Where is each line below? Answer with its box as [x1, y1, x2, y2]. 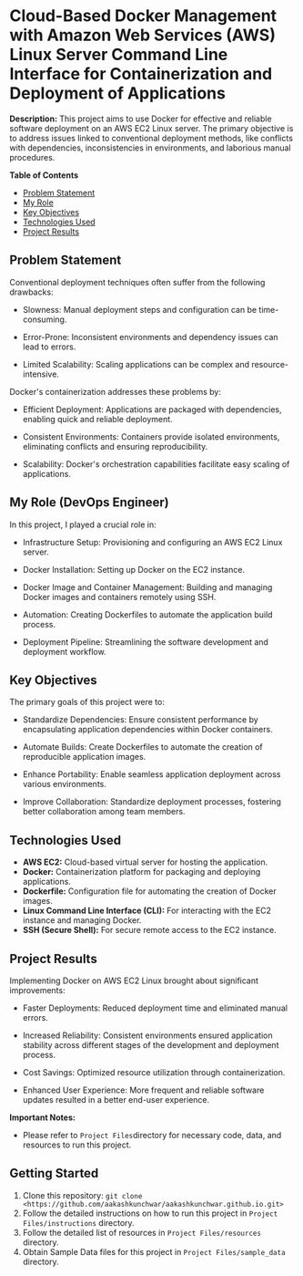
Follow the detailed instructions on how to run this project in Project [22, 1208, 278, 1219]
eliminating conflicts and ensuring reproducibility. [22, 441, 208, 451]
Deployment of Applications [9, 83, 226, 104]
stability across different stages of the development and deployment [22, 1040, 279, 1050]
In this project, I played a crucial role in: [9, 519, 157, 530]
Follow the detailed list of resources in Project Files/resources [22, 1227, 262, 1238]
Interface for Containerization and [9, 64, 273, 85]
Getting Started [9, 1166, 99, 1181]
